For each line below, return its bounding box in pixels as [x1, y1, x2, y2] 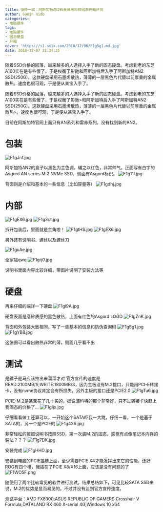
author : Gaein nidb [5, 12, 45, 17]
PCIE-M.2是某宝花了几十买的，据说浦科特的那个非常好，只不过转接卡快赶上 [5, 398, 157, 404]
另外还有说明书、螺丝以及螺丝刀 [5, 237, 69, 243]
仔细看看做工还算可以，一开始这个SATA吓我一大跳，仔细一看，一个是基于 [5, 414, 153, 420]
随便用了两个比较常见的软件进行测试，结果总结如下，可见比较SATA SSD [5, 479, 150, 486]
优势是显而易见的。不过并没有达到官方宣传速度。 [25, 486, 124, 492]
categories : [5, 16, 29, 21]
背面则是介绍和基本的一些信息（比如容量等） [5, 181, 95, 187]
